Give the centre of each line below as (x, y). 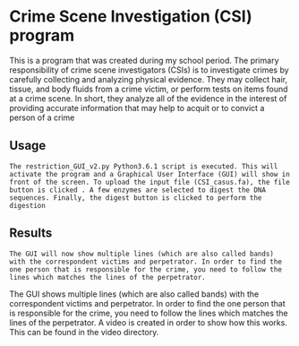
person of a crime (42, 117)
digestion (28, 205)
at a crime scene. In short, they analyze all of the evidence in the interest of (148, 98)
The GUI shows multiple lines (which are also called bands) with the (134, 294)
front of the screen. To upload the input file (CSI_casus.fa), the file (150, 182)
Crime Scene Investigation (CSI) (131, 17)
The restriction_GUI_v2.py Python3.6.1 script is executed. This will (144, 166)
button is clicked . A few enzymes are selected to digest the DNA (138, 190)
